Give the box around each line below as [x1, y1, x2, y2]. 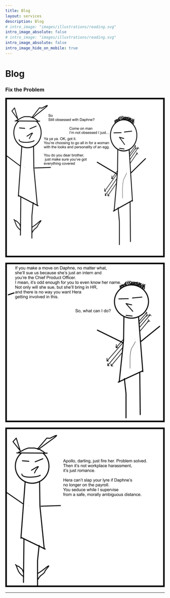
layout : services [5, 13, 42, 19]
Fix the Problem [5, 86, 45, 93]
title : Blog [5, 8, 30, 13]
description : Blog [5, 19, 44, 24]
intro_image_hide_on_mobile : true [5, 46, 78, 51]
